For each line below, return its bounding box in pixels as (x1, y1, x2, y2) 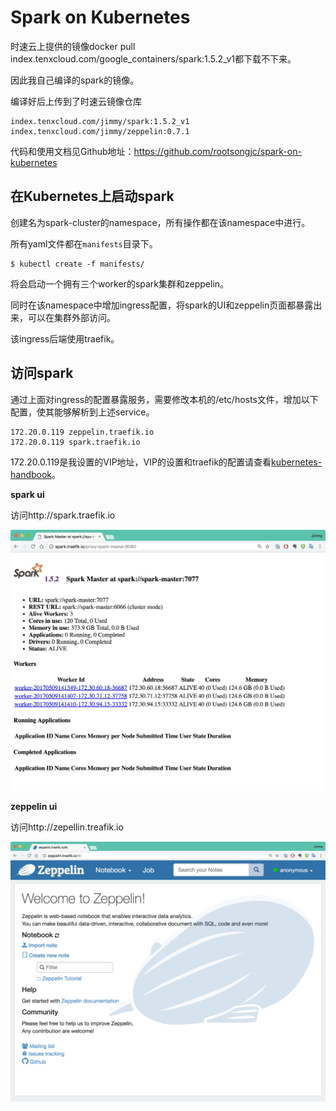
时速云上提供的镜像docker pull (10, 40, 136, 52)
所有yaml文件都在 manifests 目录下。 (10, 237, 158, 250)
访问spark (10, 365, 74, 382)
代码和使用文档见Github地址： (10, 145, 135, 157)
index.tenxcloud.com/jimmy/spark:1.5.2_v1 (10, 116, 190, 126)
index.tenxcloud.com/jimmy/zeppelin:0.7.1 (10, 126, 190, 136)
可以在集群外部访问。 (27, 311, 116, 323)
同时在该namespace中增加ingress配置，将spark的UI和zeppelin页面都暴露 (10, 299, 314, 311)
